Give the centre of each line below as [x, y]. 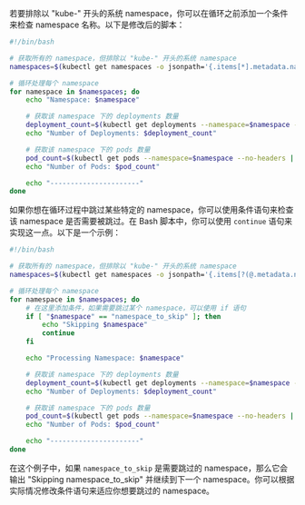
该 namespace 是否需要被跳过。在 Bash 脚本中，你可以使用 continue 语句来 [151, 222]
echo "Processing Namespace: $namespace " [105, 358]
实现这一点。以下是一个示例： [65, 233]
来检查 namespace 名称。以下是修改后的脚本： [97, 25]
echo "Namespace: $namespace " [83, 100]
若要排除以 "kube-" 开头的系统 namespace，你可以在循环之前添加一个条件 [149, 13]
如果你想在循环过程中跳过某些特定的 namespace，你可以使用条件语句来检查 [152, 210]
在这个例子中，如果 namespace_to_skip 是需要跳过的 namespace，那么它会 [149, 468]
